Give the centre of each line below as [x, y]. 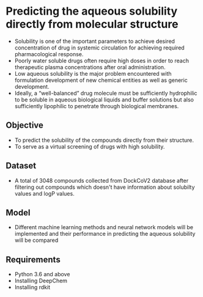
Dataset [21, 166]
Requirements [33, 259]
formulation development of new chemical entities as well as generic [101, 80]
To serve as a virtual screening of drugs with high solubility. [90, 146]
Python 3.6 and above [42, 274]
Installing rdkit [32, 287]
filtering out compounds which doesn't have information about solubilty [105, 187]
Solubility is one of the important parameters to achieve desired [95, 41]
